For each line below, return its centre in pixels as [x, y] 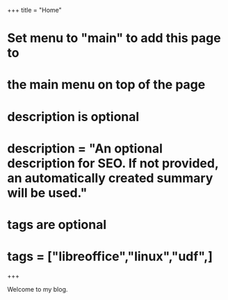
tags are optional [57, 224]
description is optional [73, 117]
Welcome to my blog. [38, 289]
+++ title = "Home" [35, 10]
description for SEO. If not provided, [113, 163]
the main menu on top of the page [106, 85]
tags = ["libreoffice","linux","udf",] [110, 256]
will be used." [47, 192]
